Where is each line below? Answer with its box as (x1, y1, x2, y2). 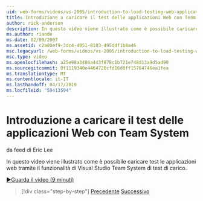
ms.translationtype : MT (6, 71, 66, 77)
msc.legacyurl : (6, 48, 45, 54)
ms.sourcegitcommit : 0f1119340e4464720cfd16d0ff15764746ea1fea (6, 65, 169, 71)
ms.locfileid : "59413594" (6, 88, 71, 94)
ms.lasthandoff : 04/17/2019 (6, 82, 77, 88)
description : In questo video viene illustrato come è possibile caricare (6, 25, 199, 32)
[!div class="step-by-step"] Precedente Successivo (21, 188, 150, 195)
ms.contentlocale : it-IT (6, 76, 69, 82)
